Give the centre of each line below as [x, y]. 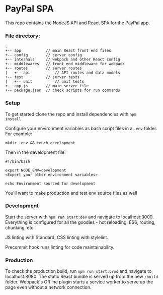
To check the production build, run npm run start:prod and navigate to [78, 271]
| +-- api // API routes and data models [63, 73]
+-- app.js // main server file [47, 86]
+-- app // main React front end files [58, 51]
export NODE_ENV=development [36, 170]
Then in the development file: [36, 152]
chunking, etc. [20, 227]
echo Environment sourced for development [50, 184]
